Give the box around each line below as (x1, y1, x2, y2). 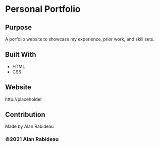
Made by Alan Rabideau (5, 123, 54, 129)
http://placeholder (5, 96, 42, 102)
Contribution (5, 110, 46, 119)
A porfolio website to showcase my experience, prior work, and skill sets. (5, 36, 155, 42)
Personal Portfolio (5, 3, 81, 15)
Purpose (5, 23, 32, 32)
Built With (5, 50, 36, 59)
